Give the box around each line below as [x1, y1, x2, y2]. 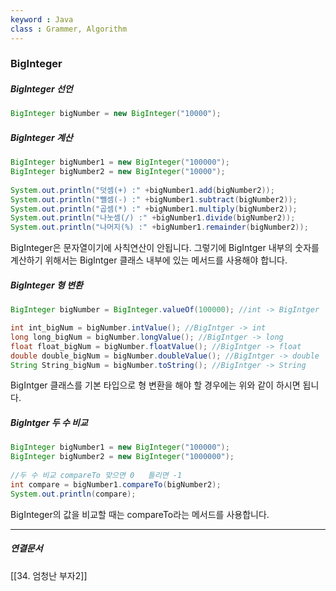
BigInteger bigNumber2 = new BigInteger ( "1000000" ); [10, 452, 235, 462]
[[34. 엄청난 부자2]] [10, 569, 88, 581]
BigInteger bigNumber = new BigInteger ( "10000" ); [10, 109, 222, 119]
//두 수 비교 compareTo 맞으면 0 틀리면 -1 [10, 471, 183, 481]
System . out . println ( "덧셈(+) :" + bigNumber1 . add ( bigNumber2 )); [10, 185, 275, 195]
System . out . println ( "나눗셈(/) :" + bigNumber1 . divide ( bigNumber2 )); [10, 213, 296, 223]
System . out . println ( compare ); [10, 489, 137, 499]
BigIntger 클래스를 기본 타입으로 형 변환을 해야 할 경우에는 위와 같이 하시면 [10, 379, 301, 391]
